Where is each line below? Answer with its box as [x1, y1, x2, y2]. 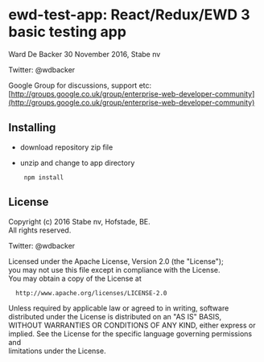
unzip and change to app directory [19, 158, 135, 167]
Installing [8, 121, 56, 134]
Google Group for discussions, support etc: [8, 80, 152, 90]
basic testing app [8, 23, 127, 41]
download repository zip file [19, 142, 113, 152]
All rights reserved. [8, 225, 72, 235]
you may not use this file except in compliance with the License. [8, 265, 221, 274]
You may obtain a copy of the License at [8, 274, 142, 283]
